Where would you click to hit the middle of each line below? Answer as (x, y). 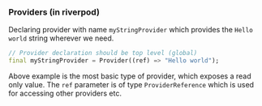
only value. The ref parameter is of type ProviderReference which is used (131, 85)
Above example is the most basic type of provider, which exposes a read (130, 76)
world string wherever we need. (61, 38)
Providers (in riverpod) (54, 12)
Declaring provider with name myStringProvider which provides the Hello (131, 30)
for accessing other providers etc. (65, 93)
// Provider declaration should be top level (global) (103, 53)
